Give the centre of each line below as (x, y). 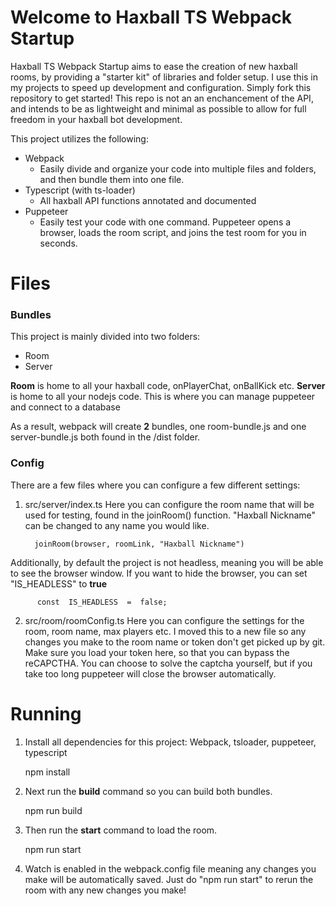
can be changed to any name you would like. (117, 525)
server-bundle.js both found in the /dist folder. (105, 437)
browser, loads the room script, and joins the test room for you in (173, 232)
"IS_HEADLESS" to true (59, 583)
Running (46, 713)
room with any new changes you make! (105, 890)
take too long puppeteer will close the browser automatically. (150, 673)
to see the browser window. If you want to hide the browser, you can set (159, 573)
